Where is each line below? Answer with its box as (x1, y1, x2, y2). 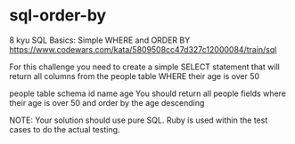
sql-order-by (9, 5, 107, 26)
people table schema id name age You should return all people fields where (9, 88, 287, 99)
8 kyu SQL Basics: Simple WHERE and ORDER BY (9, 35, 191, 45)
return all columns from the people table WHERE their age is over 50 (9, 70, 260, 81)
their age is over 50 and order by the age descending (9, 97, 205, 108)
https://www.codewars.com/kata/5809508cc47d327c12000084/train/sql (9, 44, 277, 54)
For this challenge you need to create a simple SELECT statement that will (9, 61, 281, 72)
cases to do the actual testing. (9, 124, 120, 134)
